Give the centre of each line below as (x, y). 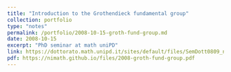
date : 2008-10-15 (32, 39)
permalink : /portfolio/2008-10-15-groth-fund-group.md (87, 33)
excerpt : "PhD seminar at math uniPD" (63, 45)
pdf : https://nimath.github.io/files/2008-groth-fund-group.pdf (101, 58)
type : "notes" (27, 26)
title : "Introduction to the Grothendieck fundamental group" (98, 13)
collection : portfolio (40, 20)
